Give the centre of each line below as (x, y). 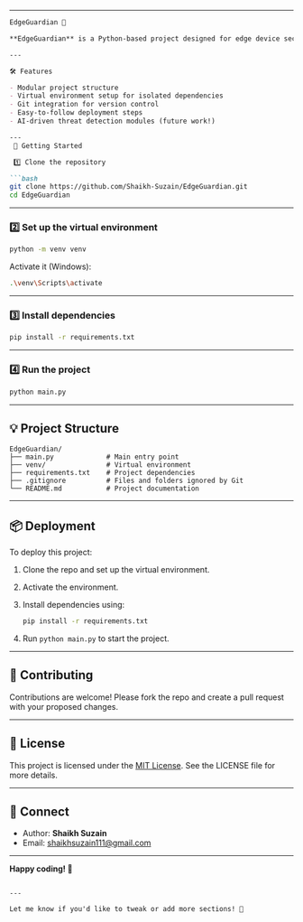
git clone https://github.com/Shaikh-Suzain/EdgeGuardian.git (129, 187)
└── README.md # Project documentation (105, 489)
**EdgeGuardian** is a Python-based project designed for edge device (145, 38)
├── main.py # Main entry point (94, 457)
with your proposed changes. (64, 706)
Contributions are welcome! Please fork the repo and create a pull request (147, 697)
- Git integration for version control (84, 105)
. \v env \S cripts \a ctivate (56, 284)
